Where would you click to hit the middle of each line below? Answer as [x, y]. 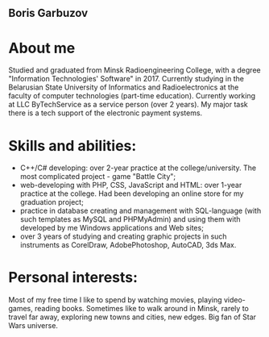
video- [234, 300]
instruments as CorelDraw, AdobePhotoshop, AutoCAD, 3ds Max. [128, 245]
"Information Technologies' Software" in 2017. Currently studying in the [126, 79]
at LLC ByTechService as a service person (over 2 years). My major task [128, 105]
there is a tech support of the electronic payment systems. [106, 113]
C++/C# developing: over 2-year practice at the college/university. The [138, 168]
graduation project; [52, 202]
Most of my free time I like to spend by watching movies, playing [115, 300]
